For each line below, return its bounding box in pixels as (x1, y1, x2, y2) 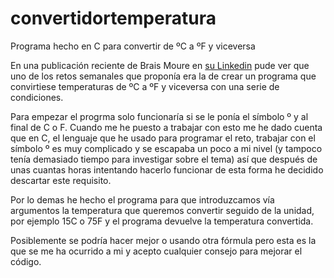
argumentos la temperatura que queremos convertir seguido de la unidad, (10, 204, 315, 216)
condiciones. (10, 91, 64, 103)
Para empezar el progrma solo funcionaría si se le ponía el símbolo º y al (10, 110, 309, 122)
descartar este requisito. (10, 174, 112, 186)
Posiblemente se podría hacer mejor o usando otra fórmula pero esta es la (10, 234, 317, 246)
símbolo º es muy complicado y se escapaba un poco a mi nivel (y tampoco (10, 142, 323, 154)
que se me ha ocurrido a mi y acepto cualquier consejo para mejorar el (10, 245, 303, 257)
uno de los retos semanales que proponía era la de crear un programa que (10, 70, 317, 82)
